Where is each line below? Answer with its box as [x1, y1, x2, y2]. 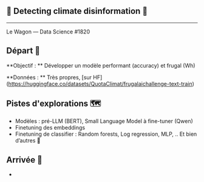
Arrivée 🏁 [6, 155, 42, 165]
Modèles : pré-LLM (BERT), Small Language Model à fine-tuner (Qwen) [15, 117, 193, 125]
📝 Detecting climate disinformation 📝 [6, 6, 148, 16]
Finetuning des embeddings [15, 124, 86, 131]
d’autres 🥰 [15, 137, 41, 144]
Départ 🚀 [6, 46, 41, 56]
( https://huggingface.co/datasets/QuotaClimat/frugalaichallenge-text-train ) [6, 80, 194, 87]
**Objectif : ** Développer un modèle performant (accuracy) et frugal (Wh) [6, 61, 195, 69]
